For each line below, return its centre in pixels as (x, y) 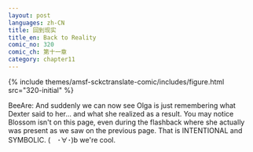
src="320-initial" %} (41, 90)
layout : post (29, 15)
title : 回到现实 (32, 30)
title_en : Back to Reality (52, 37)
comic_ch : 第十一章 (38, 52)
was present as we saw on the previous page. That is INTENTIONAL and (125, 130)
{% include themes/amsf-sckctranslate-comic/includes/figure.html (116, 82)
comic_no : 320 (31, 45)
